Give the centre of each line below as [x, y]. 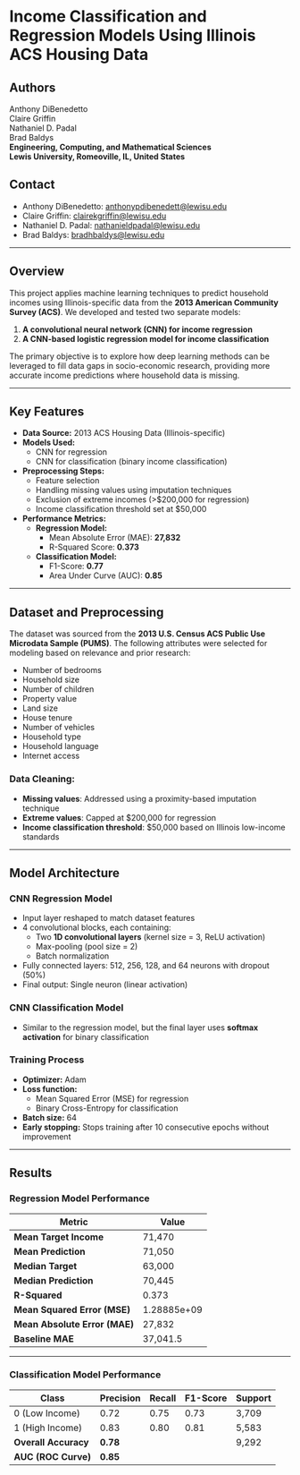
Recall [163, 1398]
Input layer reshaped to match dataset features [108, 918]
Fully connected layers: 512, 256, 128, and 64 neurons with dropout [146, 966]
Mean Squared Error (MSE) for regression [112, 1098]
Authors [33, 87]
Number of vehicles [58, 728]
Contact [32, 185]
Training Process [47, 1060]
